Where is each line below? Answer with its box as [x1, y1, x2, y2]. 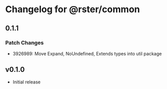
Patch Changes [5, 39, 44, 46]
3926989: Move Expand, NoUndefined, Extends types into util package [12, 50, 162, 56]
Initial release [12, 79, 41, 85]
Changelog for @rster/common [5, 4, 140, 15]
